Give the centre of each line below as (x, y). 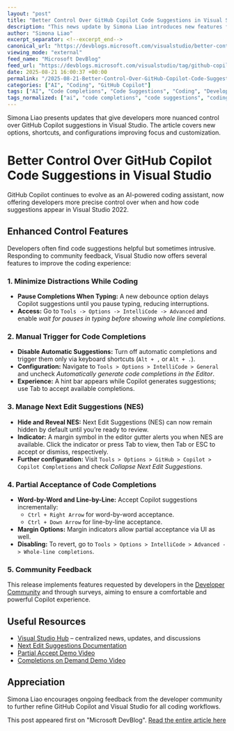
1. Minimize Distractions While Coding (72, 281)
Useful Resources (47, 621)
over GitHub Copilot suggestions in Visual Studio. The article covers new (111, 125)
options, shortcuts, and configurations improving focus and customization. (114, 132)
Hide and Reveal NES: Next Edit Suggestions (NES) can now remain (115, 422)
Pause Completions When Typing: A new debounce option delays (113, 296)
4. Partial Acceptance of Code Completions (82, 484)
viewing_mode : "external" (45, 53)
